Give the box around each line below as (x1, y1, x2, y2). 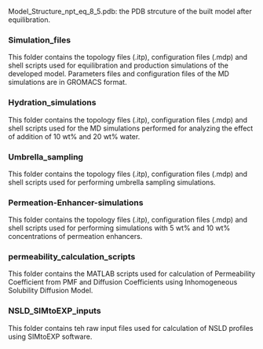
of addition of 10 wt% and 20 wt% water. (8, 131, 141, 141)
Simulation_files (8, 35, 71, 46)
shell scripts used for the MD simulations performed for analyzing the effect (8, 123, 254, 133)
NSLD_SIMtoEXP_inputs (8, 306, 101, 317)
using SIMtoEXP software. (8, 332, 93, 341)
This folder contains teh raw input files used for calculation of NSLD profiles (8, 323, 254, 332)
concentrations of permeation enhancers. (8, 232, 143, 241)
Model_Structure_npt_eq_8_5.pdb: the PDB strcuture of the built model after (8, 7, 253, 16)
